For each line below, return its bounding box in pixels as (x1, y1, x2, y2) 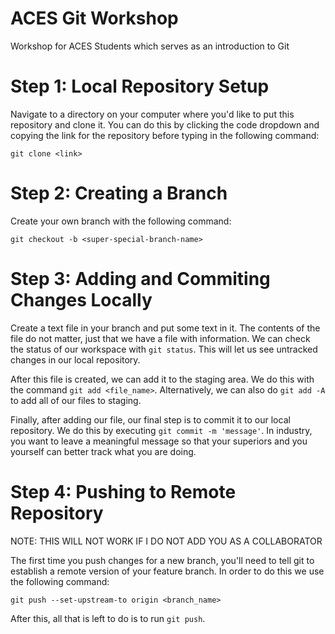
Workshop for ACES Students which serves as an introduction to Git (10, 40, 290, 52)
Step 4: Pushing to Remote (10, 480, 237, 503)
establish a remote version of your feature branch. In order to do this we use (10, 565, 325, 577)
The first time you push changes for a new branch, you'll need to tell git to (10, 554, 315, 566)
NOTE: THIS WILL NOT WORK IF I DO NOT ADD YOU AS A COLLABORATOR (10, 535, 323, 547)
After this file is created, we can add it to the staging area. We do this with (10, 373, 315, 385)
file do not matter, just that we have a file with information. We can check (10, 332, 311, 344)
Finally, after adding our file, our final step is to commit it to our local (10, 413, 291, 426)
